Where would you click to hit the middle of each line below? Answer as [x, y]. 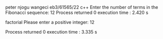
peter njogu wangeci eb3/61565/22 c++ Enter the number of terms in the [82, 7]
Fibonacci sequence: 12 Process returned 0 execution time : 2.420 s [77, 12]
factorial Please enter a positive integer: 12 [50, 22]
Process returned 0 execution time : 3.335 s [51, 32]
